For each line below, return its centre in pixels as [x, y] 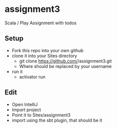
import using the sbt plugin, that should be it [57, 120]
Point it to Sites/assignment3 [41, 115]
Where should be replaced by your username [65, 66]
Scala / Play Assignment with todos [41, 23]
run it [17, 71]
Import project [26, 110]
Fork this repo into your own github [48, 50]
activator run [32, 77]
